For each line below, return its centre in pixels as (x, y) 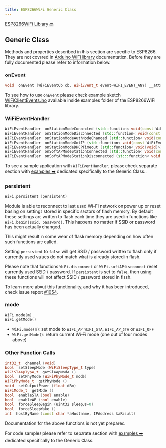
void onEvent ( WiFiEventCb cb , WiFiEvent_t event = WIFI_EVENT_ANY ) (76, 85)
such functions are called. (32, 242)
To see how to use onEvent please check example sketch (63, 95)
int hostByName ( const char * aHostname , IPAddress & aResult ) (70, 414)
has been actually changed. (33, 227)
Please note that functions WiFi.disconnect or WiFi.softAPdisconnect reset (81, 267)
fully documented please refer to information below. (58, 62)
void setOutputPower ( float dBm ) (41, 386)
